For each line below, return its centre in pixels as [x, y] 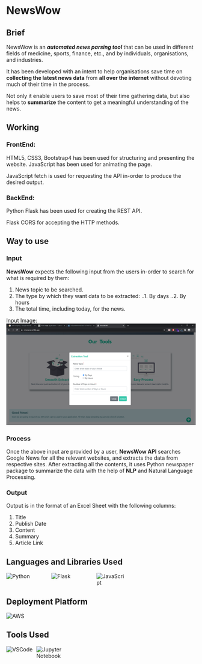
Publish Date [31, 524]
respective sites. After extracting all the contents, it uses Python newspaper [100, 464]
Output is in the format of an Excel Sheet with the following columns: [91, 506]
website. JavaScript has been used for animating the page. [79, 164]
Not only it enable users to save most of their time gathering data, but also [98, 96]
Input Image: [22, 320]
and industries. [25, 60]
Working [23, 128]
